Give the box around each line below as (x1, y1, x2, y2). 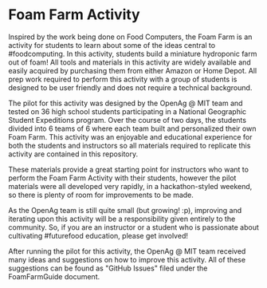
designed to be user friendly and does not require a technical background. (8, 82, 253, 93)
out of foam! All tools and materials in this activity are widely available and (8, 57, 251, 67)
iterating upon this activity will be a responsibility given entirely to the (8, 214, 236, 223)
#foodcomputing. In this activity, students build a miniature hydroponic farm (8, 49, 257, 58)
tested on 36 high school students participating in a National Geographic (8, 106, 247, 116)
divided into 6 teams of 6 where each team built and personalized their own (8, 124, 257, 133)
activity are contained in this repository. (8, 149, 138, 159)
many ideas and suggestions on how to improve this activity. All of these (8, 254, 245, 264)
